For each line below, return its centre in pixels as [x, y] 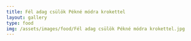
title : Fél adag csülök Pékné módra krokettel [66, 12]
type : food [20, 23]
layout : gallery [27, 17]
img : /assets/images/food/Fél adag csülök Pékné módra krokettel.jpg [96, 29]
